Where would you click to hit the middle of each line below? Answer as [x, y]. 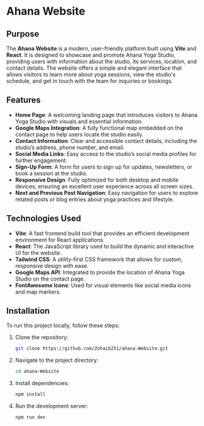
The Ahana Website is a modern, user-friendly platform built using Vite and [101, 48]
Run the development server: [51, 406]
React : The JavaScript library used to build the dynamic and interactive [104, 246]
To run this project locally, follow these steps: [63, 326]
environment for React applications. [60, 240]
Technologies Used [44, 219]
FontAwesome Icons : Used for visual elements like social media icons [103, 285]
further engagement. [41, 160]
